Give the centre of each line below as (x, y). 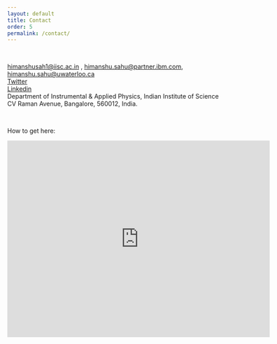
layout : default (31, 14)
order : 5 (20, 27)
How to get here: (31, 131)
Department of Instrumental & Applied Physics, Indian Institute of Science (113, 96)
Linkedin (20, 89)
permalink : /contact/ (39, 33)
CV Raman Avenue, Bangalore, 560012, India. (72, 104)
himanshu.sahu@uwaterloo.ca (51, 74)
